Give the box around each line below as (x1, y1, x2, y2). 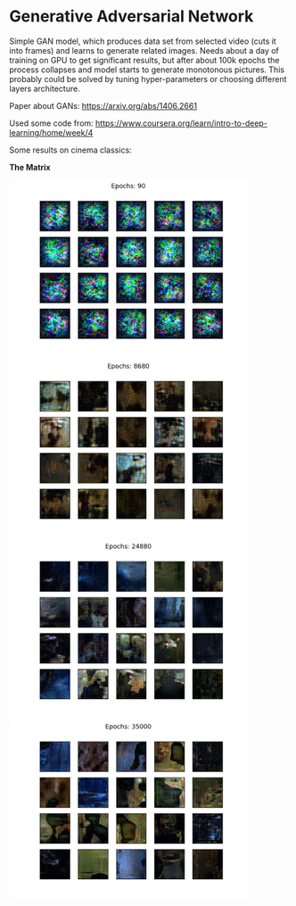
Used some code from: (9, 118, 94, 129)
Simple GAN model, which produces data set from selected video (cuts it (9, 36, 276, 46)
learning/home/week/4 (9, 127, 94, 137)
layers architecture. (9, 83, 80, 94)
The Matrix (9, 162, 51, 172)
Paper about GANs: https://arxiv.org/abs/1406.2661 (9, 100, 198, 111)
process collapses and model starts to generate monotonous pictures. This (9, 64, 285, 75)
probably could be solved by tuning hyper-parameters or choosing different (9, 73, 287, 84)
